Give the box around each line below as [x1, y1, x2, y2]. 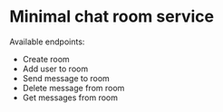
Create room [22, 53, 70, 64]
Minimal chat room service [9, 6, 215, 27]
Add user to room [22, 63, 89, 74]
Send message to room [22, 72, 111, 83]
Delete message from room [22, 82, 125, 93]
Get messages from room [22, 92, 118, 103]
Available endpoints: [9, 36, 85, 47]
